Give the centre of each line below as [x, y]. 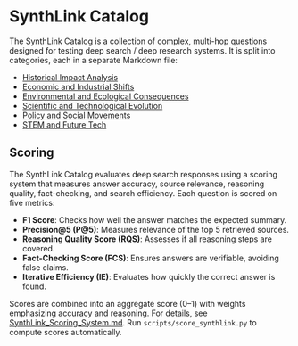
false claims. [45, 267]
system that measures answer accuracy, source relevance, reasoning [137, 184]
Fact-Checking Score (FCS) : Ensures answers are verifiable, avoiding [150, 258]
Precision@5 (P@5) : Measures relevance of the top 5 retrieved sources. [156, 229]
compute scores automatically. [66, 332]
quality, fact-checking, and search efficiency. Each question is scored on [143, 193]
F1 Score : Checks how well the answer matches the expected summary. [154, 219]
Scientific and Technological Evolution [92, 105]
